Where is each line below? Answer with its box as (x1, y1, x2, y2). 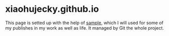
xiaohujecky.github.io (5, 3, 99, 15)
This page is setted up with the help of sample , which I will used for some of (5, 20, 164, 26)
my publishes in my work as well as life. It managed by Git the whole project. (5, 25, 164, 31)
